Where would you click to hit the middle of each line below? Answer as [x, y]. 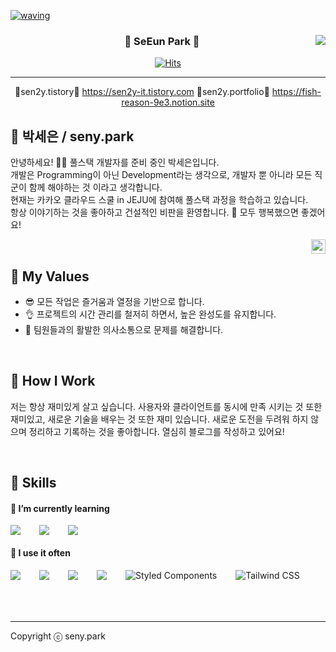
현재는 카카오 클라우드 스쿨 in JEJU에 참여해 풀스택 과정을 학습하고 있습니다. [159, 200]
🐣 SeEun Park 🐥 [162, 41]
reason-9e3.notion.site [168, 102]
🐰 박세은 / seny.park [72, 136]
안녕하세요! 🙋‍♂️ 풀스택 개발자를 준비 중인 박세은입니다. [115, 162]
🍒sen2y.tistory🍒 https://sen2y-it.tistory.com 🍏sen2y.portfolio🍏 [142, 92]
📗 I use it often [40, 552]
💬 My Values [50, 276]
